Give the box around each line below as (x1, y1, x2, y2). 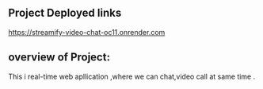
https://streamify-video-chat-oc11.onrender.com (8, 27, 166, 37)
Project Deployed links (8, 6, 122, 20)
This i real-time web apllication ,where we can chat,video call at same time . (8, 72, 256, 81)
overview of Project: (8, 51, 111, 64)
